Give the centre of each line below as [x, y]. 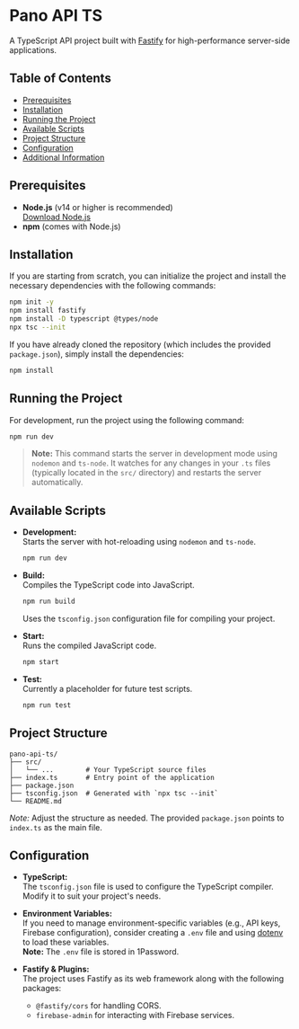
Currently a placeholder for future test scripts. [107, 688]
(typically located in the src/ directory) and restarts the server [146, 473]
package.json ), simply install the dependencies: [97, 354]
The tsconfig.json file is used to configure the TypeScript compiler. [148, 887]
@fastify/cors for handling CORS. [98, 1006]
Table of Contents [61, 79]
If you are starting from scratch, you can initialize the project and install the [148, 276]
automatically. [57, 483]
